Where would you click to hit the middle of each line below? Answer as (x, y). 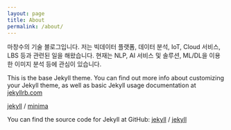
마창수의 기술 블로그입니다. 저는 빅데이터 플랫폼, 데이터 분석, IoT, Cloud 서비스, (114, 47)
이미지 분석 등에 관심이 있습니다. (58, 64)
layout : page (26, 13)
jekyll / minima (28, 106)
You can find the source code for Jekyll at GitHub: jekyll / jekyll (97, 120)
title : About (26, 20)
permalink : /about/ (35, 26)
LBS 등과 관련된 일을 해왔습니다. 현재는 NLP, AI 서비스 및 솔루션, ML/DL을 (108, 55)
